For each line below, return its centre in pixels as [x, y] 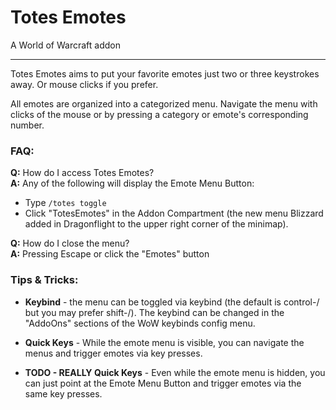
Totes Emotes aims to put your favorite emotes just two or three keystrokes [165, 73]
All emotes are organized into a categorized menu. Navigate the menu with [164, 103]
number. [27, 125]
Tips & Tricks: [44, 280]
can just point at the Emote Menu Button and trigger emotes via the [163, 383]
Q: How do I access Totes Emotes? [82, 173]
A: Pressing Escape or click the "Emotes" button [110, 254]
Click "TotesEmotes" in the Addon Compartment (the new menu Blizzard [174, 213]
